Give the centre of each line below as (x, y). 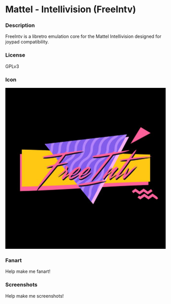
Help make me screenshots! (35, 296)
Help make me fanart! (28, 271)
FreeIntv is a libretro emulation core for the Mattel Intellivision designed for (83, 36)
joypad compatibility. (27, 42)
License (15, 55)
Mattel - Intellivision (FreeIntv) (71, 9)
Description (20, 26)
